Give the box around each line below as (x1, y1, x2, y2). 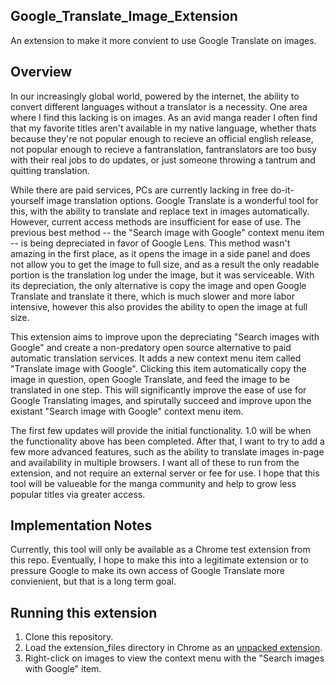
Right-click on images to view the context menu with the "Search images (24, 652, 325, 664)
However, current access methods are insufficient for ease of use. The (10, 215, 302, 228)
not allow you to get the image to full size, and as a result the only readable (10, 258, 320, 270)
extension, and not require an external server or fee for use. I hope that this (10, 467, 320, 479)
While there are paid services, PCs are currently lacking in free (10, 184, 269, 196)
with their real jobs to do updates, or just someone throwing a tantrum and (10, 154, 316, 166)
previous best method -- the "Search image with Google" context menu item (10, 226, 325, 238)
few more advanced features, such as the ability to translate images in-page (10, 445, 325, 458)
